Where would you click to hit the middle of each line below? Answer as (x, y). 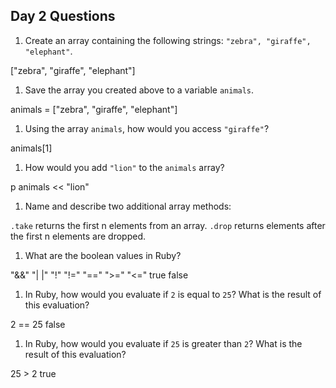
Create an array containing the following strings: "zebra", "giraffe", (168, 40)
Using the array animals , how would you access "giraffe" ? (147, 128)
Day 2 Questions (63, 16)
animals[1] (31, 148)
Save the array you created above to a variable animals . (139, 90)
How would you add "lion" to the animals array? (124, 167)
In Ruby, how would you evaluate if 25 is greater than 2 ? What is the (163, 343)
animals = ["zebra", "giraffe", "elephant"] (94, 109)
